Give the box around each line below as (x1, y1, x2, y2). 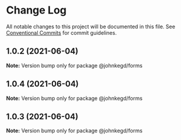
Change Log (6, 4, 67, 17)
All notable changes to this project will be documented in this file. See (6, 23, 176, 30)
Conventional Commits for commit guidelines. (6, 29, 117, 36)
